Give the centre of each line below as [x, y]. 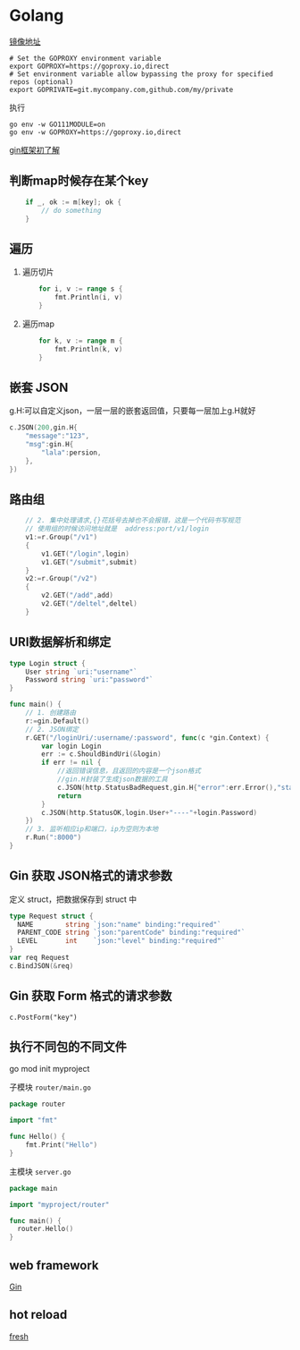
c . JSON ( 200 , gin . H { [43, 428]
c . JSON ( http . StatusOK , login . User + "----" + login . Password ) [150, 812]
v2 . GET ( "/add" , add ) [78, 596]
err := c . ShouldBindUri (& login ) [102, 754]
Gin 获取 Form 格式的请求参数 [91, 996]
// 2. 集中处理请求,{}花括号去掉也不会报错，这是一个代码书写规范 [133, 521]
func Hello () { [37, 1137]
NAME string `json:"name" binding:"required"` [119, 924]
